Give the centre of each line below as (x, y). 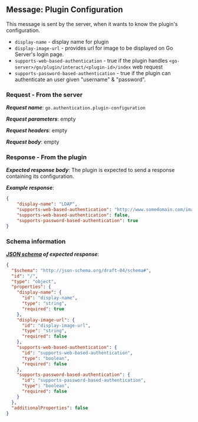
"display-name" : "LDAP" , (47, 204)
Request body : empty (33, 142)
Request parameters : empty (41, 119)
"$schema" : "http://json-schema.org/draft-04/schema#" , (81, 270)
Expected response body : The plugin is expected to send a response (90, 170)
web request (148, 67)
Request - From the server (44, 95)
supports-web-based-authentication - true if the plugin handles (91, 60)
